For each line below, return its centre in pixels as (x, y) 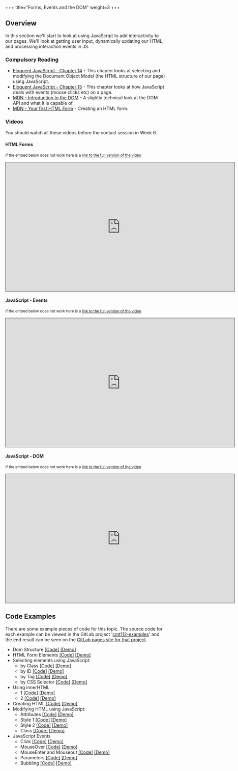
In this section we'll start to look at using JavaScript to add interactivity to (82, 36)
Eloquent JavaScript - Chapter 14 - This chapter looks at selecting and (86, 71)
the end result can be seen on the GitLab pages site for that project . (76, 639)
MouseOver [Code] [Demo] (49, 747)
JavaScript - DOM (25, 456)
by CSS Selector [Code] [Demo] (54, 682)
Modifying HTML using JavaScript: (49, 709)
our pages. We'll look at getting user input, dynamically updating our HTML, (84, 41)
